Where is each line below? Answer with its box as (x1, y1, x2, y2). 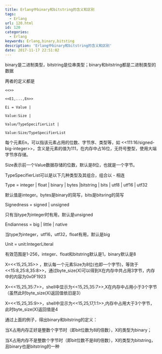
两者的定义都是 (5, 78, 35, 84)
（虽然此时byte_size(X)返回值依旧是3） (5, 290, 84, 296)
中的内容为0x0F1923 (5, 273, 46, 279)
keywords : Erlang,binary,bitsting (5, 39, 75, 44)
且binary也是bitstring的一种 (5, 343, 59, 349)
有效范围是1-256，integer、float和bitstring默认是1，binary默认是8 (5, 251, 136, 257)
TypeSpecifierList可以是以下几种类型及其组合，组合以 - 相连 (5, 172, 125, 178)
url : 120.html (5, 20, 34, 26)
